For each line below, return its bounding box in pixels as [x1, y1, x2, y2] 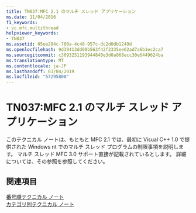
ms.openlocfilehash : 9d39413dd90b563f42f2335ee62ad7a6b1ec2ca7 [6, 47, 164, 53]
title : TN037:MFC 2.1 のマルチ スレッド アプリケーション [6, 8, 136, 15]
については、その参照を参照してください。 [6, 158, 108, 165]
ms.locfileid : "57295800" [6, 74, 69, 80]
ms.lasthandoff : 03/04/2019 [6, 68, 75, 74]
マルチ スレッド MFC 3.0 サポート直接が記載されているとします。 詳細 [17, 150, 187, 158]
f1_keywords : [6, 19, 38, 25]
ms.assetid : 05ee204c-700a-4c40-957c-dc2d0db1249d [6, 42, 132, 47]
